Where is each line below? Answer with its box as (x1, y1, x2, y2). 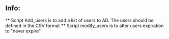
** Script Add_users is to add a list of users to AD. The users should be (5, 17, 154, 23)
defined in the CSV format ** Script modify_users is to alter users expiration (5, 22, 164, 28)
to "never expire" (5, 27, 41, 34)
